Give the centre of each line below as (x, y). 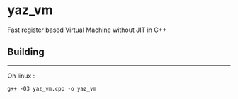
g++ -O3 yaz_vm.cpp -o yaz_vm (52, 88)
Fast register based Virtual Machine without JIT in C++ (87, 30)
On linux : (21, 76)
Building (26, 52)
